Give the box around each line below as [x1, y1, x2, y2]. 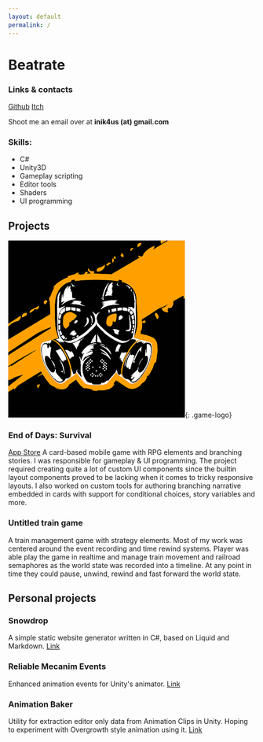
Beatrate [8, 56, 65, 74]
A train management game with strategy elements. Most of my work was [8, 535, 243, 545]
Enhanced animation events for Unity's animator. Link [8, 679, 181, 688]
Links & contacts [8, 83, 73, 94]
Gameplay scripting [19, 172, 83, 181]
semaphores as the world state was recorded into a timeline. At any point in [8, 560, 252, 570]
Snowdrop [8, 615, 49, 626]
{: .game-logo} [184, 410, 232, 420]
